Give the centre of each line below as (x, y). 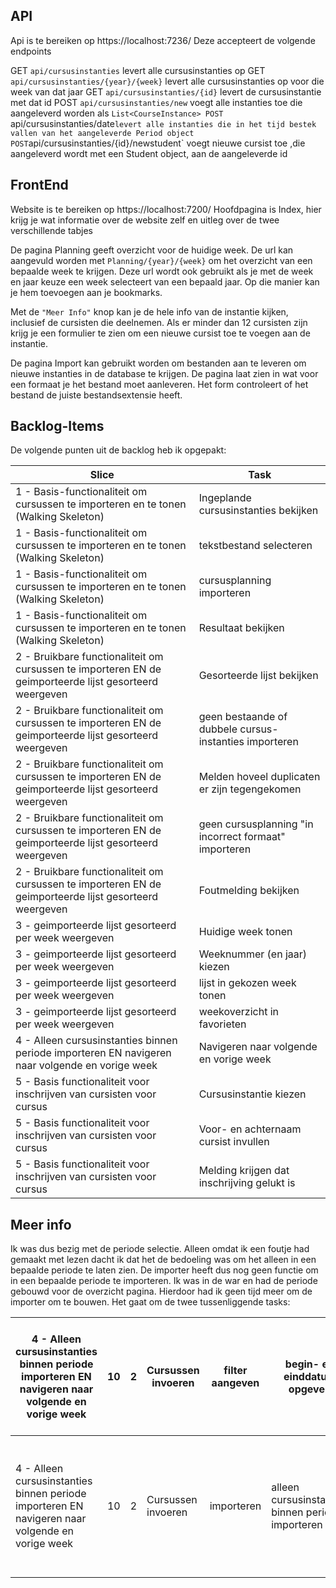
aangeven (235, 1383)
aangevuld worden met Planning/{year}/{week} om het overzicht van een (161, 260)
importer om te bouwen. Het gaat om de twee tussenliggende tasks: (150, 1302)
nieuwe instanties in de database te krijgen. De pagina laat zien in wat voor (164, 373)
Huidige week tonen (245, 932)
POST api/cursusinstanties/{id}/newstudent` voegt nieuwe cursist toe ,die (158, 143)
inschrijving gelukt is (247, 1183)
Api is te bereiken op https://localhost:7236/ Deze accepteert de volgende (163, 40)
